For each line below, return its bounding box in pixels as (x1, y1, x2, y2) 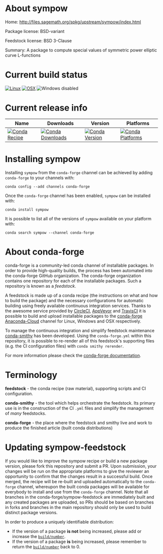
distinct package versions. (5, 509, 58, 515)
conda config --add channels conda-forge (5, 184, 90, 189)
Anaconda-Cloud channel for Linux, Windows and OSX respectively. (5, 318, 142, 324)
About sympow (5, 3, 68, 14)
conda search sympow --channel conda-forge (5, 230, 95, 235)
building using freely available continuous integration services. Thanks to (5, 303, 151, 309)
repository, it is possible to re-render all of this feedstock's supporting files (5, 338, 154, 343)
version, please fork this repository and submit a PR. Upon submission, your (5, 463, 157, 469)
